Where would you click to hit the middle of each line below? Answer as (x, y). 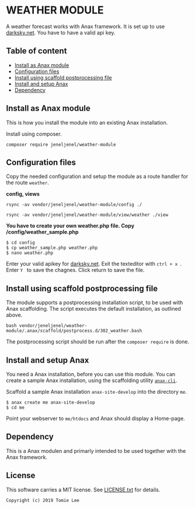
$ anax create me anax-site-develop (51, 403)
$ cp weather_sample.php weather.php (52, 248)
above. (14, 315)
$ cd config (20, 243)
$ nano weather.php (30, 253)
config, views (23, 194)
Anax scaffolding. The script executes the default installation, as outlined (93, 309)
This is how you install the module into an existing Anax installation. (87, 122)
